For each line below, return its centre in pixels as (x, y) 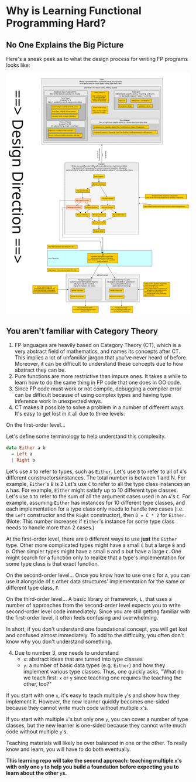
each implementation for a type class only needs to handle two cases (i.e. (95, 509)
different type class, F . (33, 587)
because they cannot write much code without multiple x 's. (77, 708)
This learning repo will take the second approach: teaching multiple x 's (94, 760)
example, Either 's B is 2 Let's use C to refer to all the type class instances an (98, 484)
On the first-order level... (36, 425)
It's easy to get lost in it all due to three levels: (70, 414)
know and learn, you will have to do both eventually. (69, 749)
